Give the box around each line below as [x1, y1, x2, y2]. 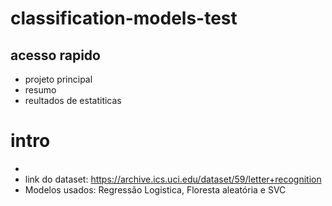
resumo [24, 84, 57, 96]
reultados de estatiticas [24, 95, 122, 106]
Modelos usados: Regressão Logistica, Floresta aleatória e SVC [24, 183, 287, 196]
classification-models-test [10, 7, 238, 30]
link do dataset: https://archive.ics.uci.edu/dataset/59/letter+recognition [24, 173, 322, 185]
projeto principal [24, 73, 93, 85]
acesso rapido [10, 47, 101, 64]
